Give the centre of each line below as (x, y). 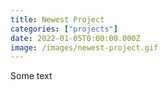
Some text (31, 76)
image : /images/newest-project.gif (84, 47)
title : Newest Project (57, 19)
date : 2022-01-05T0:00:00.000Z (75, 38)
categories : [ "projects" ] (64, 29)
